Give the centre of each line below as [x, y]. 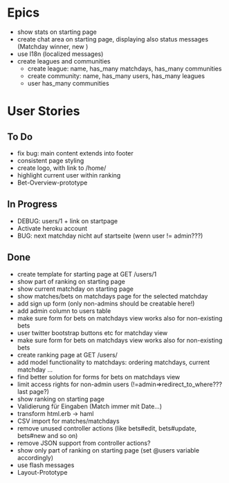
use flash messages [46, 465]
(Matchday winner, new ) [53, 46]
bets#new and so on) [47, 435]
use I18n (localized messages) [60, 54]
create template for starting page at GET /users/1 [87, 274]
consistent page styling [51, 160]
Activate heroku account [52, 228]
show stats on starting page [57, 32]
